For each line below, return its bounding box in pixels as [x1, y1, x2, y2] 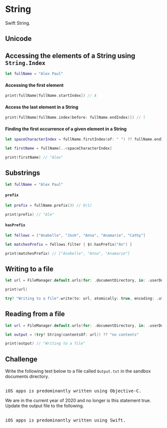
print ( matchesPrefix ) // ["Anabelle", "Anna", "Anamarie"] [5, 251, 130, 256]
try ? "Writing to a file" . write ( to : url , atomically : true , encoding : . [5, 296, 159, 301]
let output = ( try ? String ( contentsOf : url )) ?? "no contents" [5, 332, 139, 337]
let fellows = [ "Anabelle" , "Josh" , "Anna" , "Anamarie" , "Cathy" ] [5, 233, 146, 238]
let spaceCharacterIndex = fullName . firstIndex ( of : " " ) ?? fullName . [5, 137, 155, 142]
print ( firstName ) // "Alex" [5, 155, 64, 160]
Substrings [5, 169, 40, 177]
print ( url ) [5, 287, 28, 292]
